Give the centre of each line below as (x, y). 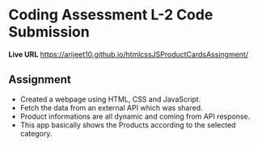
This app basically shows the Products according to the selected (128, 125)
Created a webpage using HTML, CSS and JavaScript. (110, 99)
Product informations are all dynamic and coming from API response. (135, 116)
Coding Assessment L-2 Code (111, 15)
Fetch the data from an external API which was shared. (111, 107)
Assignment (40, 79)
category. (36, 133)
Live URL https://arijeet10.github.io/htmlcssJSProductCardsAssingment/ (129, 54)
